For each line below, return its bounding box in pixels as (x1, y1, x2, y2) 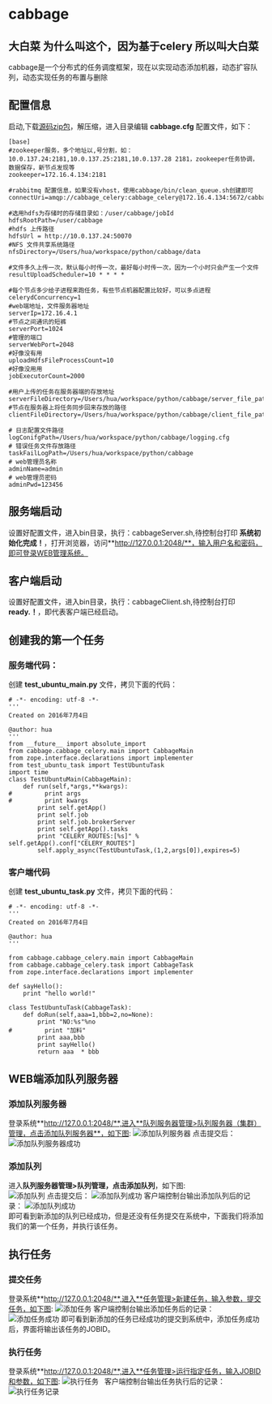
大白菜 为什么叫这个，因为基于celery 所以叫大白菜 (8, 39, 259, 53)
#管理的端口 (8, 334, 43, 342)
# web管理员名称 (8, 458, 57, 466)
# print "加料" (8, 1027, 87, 1035)
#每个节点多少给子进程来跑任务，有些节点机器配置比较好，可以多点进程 (8, 286, 211, 295)
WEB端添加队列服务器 (8, 1072, 119, 1086)
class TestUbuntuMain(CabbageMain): (8, 776, 132, 784)
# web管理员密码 (8, 473, 57, 481)
